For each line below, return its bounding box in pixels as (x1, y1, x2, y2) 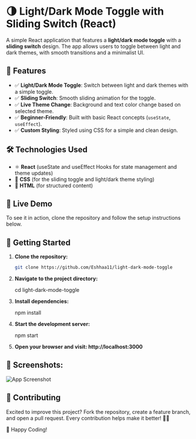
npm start (14, 332, 38, 339)
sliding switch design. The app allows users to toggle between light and (6, 43, 181, 50)
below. (6, 220, 22, 227)
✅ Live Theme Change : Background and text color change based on (14, 101, 181, 108)
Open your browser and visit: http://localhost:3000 (14, 343, 143, 350)
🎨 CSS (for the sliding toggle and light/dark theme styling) (14, 175, 155, 183)
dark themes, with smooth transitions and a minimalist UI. (6, 49, 145, 56)
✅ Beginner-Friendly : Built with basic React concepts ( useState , (14, 114, 171, 121)
